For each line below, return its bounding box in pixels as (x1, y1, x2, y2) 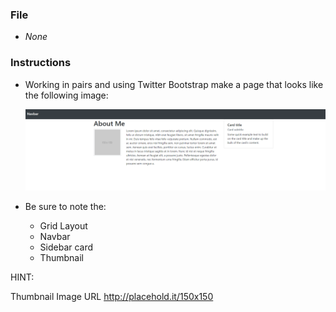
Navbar (39, 230, 71, 242)
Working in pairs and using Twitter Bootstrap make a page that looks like (24, 78, 324, 90)
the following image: (24, 89, 109, 101)
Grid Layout (39, 219, 88, 232)
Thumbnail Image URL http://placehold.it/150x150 (10, 290, 214, 302)
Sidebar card (39, 241, 94, 253)
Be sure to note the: (24, 200, 107, 212)
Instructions (10, 56, 72, 70)
